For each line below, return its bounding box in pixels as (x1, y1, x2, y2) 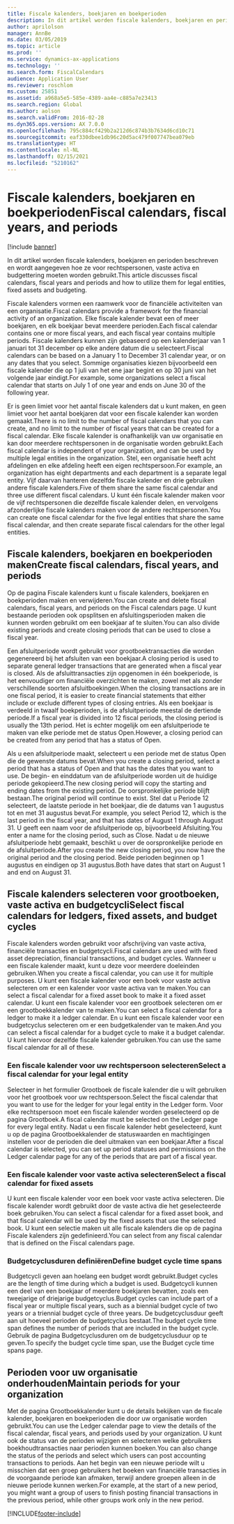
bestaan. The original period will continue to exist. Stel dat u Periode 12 (7, 793, 209, 802)
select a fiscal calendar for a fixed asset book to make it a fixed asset (7, 991, 206, 999)
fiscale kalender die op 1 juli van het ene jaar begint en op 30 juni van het (7, 366, 217, 374)
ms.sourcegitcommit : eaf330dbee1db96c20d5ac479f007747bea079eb (7, 133, 195, 140)
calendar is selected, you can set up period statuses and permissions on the (7, 1145, 226, 1153)
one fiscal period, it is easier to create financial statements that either (7, 691, 206, 699)
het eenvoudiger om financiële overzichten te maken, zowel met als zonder (7, 676, 223, 684)
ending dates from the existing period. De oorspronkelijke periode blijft (7, 786, 210, 795)
